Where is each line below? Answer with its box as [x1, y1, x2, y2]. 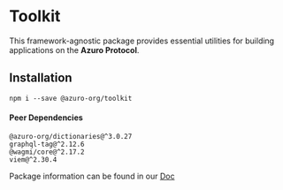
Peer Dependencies [9, 112, 84, 123]
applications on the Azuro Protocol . [9, 44, 140, 55]
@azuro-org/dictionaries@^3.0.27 [9, 132, 133, 141]
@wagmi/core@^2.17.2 [9, 148, 86, 156]
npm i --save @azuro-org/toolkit [9, 94, 133, 103]
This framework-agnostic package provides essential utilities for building [9, 35, 275, 46]
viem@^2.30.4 [9, 155, 57, 164]
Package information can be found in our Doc [9, 171, 175, 181]
